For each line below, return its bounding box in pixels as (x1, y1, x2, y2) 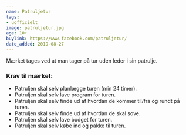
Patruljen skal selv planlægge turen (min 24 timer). (14, 85, 137, 92)
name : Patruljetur (6, 8, 51, 15)
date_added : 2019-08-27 (6, 41, 65, 47)
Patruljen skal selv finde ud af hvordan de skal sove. (14, 110, 141, 117)
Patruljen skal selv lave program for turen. (14, 91, 116, 98)
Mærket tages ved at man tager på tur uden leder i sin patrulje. (6, 57, 158, 64)
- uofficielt (6, 19, 38, 25)
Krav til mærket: (6, 71, 53, 79)
